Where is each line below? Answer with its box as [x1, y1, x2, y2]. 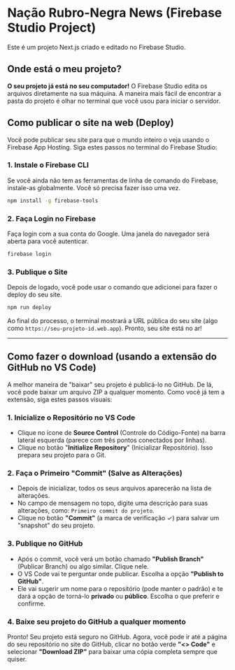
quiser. [7, 655, 27, 664]
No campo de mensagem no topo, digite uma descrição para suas [17, 499, 208, 508]
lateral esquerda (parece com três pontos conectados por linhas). [17, 436, 207, 445]
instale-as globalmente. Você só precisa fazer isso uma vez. [7, 183, 180, 192]
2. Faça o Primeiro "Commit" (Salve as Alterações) [7, 469, 183, 478]
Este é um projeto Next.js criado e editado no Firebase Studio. [7, 43, 186, 51]
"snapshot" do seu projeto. [17, 521, 96, 529]
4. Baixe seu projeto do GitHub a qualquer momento [7, 617, 187, 627]
